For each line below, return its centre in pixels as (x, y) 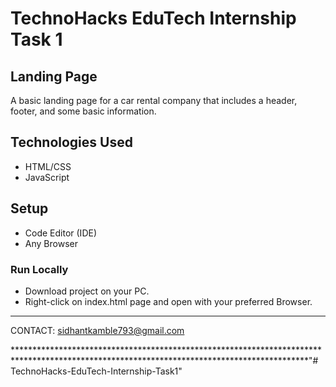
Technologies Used (71, 142)
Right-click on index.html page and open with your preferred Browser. (168, 301)
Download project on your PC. (87, 291)
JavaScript (47, 177)
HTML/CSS (48, 166)
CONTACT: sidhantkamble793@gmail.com (97, 330)
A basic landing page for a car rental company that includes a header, (154, 100)
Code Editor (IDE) (61, 233)
